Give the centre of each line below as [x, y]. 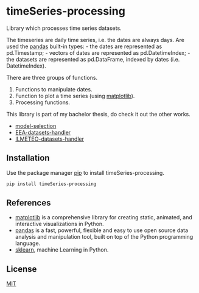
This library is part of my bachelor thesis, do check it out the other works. [98, 114]
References [29, 203]
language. [28, 243]
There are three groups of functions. [52, 77]
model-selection [36, 125]
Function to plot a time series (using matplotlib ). [75, 96]
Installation [28, 158]
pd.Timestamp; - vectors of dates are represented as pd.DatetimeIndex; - [98, 52]
